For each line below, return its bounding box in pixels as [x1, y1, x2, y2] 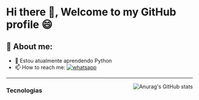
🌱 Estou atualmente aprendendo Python [14, 57, 113, 64]
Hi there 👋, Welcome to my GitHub [6, 5, 176, 19]
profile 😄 [6, 18, 53, 31]
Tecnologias [6, 86, 43, 94]
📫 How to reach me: [14, 64, 66, 70]
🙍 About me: [6, 41, 53, 51]
